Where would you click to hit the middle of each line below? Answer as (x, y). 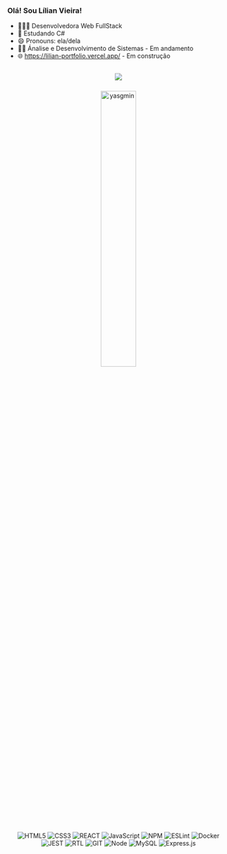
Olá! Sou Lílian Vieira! (45, 11)
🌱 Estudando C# (41, 33)
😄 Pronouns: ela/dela (49, 41)
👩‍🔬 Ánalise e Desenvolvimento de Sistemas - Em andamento (105, 49)
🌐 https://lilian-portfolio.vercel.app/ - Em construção (94, 56)
